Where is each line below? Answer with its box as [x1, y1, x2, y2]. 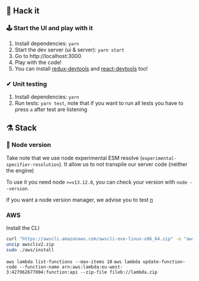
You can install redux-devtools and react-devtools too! [14, 65, 148, 72]
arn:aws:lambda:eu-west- [62, 264, 123, 270]
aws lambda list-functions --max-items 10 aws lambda [6, 258, 140, 264]
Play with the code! [14, 59, 62, 66]
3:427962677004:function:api [6, 269, 78, 275]
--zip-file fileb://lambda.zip [80, 269, 158, 275]
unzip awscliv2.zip [6, 241, 54, 247]
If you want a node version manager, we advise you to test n [6, 196, 153, 203]
